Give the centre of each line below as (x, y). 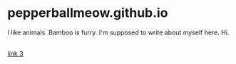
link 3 (15, 53)
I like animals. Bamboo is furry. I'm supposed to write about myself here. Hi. (118, 32)
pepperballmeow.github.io (88, 13)
